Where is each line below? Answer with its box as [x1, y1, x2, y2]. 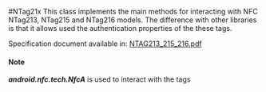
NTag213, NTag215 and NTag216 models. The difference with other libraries [8, 15, 257, 25]
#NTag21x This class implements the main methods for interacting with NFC [8, 7, 258, 16]
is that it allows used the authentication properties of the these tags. [8, 24, 232, 33]
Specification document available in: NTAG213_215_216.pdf [8, 39, 202, 48]
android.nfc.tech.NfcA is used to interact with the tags [8, 75, 191, 84]
